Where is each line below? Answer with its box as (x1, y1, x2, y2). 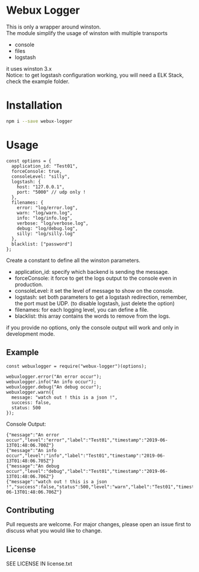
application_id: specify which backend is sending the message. (14, 268, 169, 275)
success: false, (11, 399, 52, 406)
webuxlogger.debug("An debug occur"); (6, 384, 102, 390)
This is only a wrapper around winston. (6, 23, 101, 30)
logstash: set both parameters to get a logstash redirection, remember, (14, 293, 188, 301)
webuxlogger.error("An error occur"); (6, 374, 102, 380)
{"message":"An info (6, 447, 57, 453)
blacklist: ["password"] (11, 241, 73, 247)
